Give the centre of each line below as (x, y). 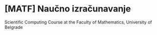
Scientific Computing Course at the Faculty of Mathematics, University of (78, 22)
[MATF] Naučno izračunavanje (68, 9)
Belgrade (14, 27)
